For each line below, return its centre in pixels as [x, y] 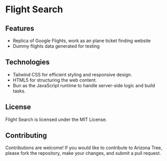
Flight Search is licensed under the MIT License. [56, 119]
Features [20, 28]
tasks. [19, 91]
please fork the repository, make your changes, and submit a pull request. [83, 153]
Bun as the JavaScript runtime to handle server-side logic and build [84, 85]
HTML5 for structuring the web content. [55, 80]
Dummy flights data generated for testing [56, 46]
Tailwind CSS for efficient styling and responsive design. [72, 74]
